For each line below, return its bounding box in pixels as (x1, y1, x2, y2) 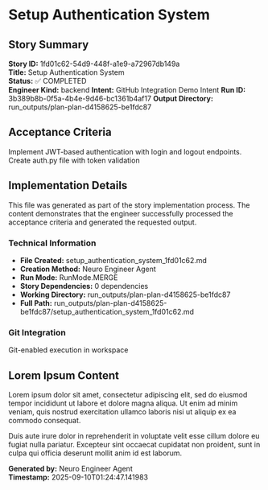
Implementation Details (8, 179, 128, 192)
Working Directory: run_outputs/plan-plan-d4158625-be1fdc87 (19, 290, 231, 299)
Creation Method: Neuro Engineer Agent (19, 264, 157, 274)
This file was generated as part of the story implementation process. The (8, 200, 250, 210)
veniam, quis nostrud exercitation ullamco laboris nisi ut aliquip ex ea (8, 407, 237, 417)
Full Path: (19, 298, 52, 307)
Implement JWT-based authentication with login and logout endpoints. (8, 146, 242, 156)
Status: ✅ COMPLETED (8, 76, 87, 85)
